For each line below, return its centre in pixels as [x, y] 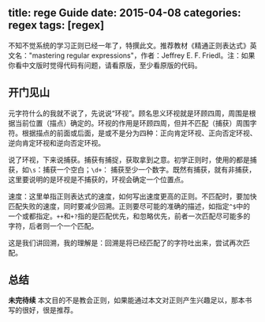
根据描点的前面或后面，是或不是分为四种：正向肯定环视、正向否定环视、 [139, 133]
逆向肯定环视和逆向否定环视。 [56, 142]
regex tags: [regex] [56, 26]
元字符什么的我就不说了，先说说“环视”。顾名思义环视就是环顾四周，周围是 [129, 113]
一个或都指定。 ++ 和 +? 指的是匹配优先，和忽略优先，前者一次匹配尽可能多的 [129, 216]
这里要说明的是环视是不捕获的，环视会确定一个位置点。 [98, 179]
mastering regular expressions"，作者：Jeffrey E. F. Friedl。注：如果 [144, 55]
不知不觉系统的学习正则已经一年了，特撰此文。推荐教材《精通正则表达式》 [129, 45]
